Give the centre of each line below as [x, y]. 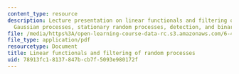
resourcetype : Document [43, 47]
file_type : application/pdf [49, 40]
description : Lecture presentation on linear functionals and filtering [117, 20]
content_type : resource [43, 14]
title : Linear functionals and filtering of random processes [101, 54]
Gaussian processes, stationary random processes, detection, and [114, 27]
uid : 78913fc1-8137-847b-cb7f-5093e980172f [73, 60]
